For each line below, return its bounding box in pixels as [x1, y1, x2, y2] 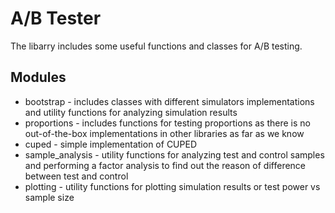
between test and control [24, 170, 129, 182]
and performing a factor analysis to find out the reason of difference [24, 159, 307, 171]
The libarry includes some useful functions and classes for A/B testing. [10, 40, 303, 52]
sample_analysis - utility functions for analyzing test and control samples [24, 148, 325, 161]
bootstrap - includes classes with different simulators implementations [24, 95, 315, 107]
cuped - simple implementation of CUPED [24, 138, 197, 150]
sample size [24, 191, 75, 203]
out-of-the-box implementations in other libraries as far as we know [24, 127, 305, 139]
